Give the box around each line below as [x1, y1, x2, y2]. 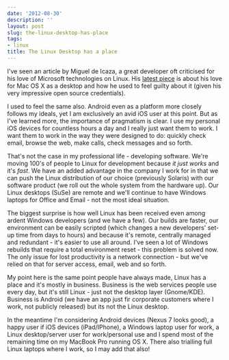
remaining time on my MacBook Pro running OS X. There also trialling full [7, 337, 213, 346]
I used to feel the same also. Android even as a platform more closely [7, 102, 202, 110]
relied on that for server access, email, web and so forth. [7, 260, 167, 268]
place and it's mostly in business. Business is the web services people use [7, 280, 217, 289]
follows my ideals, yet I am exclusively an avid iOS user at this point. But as [7, 109, 218, 117]
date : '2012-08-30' [7, 10, 63, 17]
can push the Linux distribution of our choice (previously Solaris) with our [7, 173, 214, 182]
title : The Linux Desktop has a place [7, 49, 118, 56]
